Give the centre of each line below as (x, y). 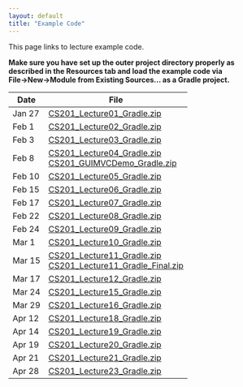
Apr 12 (26, 318)
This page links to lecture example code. (76, 46)
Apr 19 (26, 344)
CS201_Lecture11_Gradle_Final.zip (116, 265)
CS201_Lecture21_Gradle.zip (105, 358)
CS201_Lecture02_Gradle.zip (105, 127)
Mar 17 (26, 278)
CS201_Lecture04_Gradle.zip (105, 153)
